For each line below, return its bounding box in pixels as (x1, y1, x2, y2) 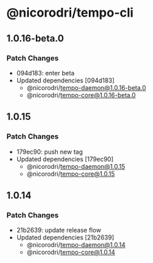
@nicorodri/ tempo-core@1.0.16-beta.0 (26, 91, 136, 99)
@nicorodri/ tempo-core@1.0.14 (26, 248, 115, 257)
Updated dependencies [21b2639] (16, 233, 114, 242)
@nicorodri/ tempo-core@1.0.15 (26, 170, 115, 178)
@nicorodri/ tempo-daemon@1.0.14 (26, 241, 125, 249)
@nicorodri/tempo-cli (6, 5, 134, 21)
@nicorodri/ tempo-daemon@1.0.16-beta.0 (26, 83, 146, 91)
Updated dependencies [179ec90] (16, 154, 114, 163)
